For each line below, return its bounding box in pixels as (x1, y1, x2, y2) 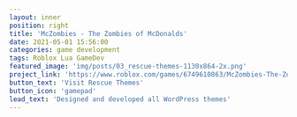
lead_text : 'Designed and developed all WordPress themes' (9, 94, 232, 104)
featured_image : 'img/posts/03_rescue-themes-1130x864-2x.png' (9, 62, 247, 71)
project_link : (9, 70, 62, 79)
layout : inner (9, 12, 62, 22)
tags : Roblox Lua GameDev (9, 54, 104, 62)
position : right (9, 21, 69, 30)
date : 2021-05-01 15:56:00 (9, 37, 109, 47)
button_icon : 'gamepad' (9, 86, 97, 95)
